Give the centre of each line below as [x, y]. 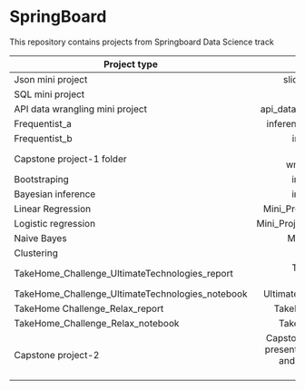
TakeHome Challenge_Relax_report [89, 308]
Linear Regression [53, 209]
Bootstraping [42, 179]
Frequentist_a [43, 123]
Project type [131, 63]
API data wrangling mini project [81, 109]
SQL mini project [49, 94]
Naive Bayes [40, 238]
